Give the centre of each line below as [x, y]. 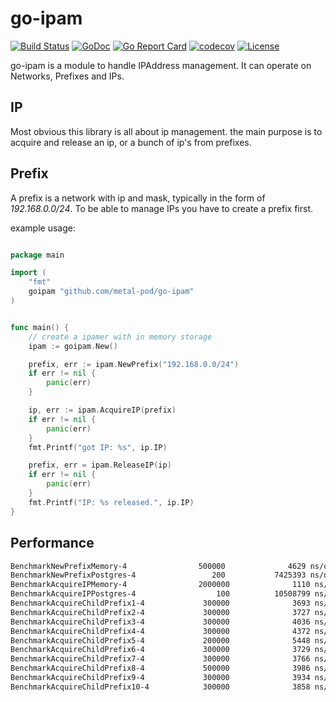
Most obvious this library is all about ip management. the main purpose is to [166, 131]
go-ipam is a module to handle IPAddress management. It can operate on [161, 65]
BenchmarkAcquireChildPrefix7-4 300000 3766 [160, 659]
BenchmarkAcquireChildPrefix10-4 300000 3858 [160, 687]
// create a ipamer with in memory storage [120, 337]
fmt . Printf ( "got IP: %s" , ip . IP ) [98, 447]
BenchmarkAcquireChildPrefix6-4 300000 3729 [160, 650]
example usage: [43, 228]
